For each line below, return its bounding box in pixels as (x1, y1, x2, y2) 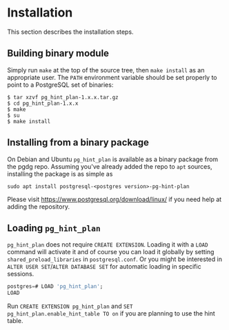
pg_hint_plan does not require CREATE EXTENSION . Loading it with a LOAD (7, 240, 208, 249)
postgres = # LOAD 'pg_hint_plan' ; (7, 283, 103, 290)
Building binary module (7, 48, 109, 59)
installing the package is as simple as (7, 169, 113, 178)
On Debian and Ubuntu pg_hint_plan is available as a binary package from (7, 155, 219, 163)
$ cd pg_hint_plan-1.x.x (7, 100, 79, 107)
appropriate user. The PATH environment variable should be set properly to (7, 73, 217, 81)
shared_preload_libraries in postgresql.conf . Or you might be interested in (7, 255, 223, 263)
